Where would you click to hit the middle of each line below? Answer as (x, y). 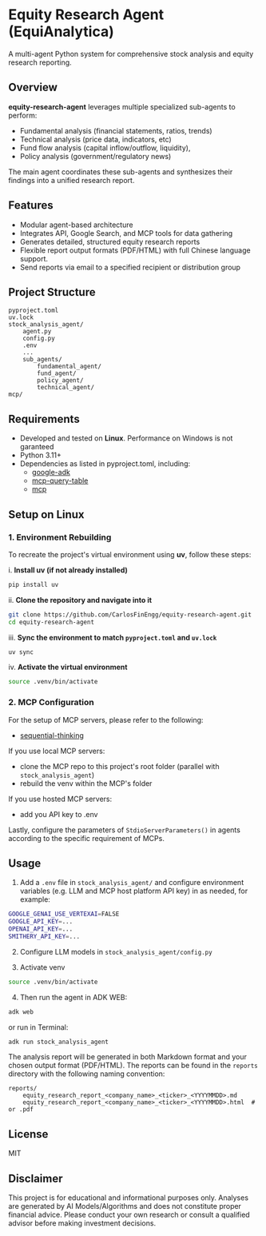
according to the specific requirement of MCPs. (87, 838)
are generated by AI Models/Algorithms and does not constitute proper (125, 1206)
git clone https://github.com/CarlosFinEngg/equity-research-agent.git (130, 614)
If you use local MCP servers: (57, 751)
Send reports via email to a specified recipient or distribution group (130, 267)
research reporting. (40, 62)
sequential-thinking (52, 735)
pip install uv (34, 584)
